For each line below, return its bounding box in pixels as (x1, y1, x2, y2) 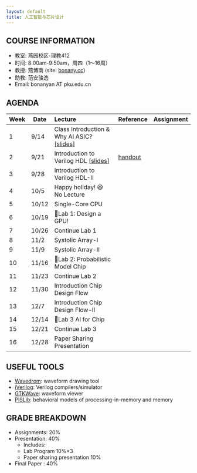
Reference (118, 115, 148, 123)
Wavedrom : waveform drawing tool (14, 377, 100, 384)
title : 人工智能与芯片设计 (6, 14, 64, 20)
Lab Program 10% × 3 (23, 447, 73, 454)
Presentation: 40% (14, 435, 60, 442)
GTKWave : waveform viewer (14, 390, 84, 397)
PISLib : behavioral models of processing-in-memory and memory (14, 396, 173, 403)
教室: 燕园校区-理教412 (14, 52, 70, 59)
